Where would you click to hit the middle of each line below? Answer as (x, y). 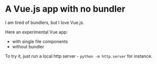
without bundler (28, 46)
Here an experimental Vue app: (36, 32)
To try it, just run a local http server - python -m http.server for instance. (79, 56)
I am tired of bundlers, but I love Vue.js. (45, 22)
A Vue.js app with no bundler (65, 9)
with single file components (40, 41)
